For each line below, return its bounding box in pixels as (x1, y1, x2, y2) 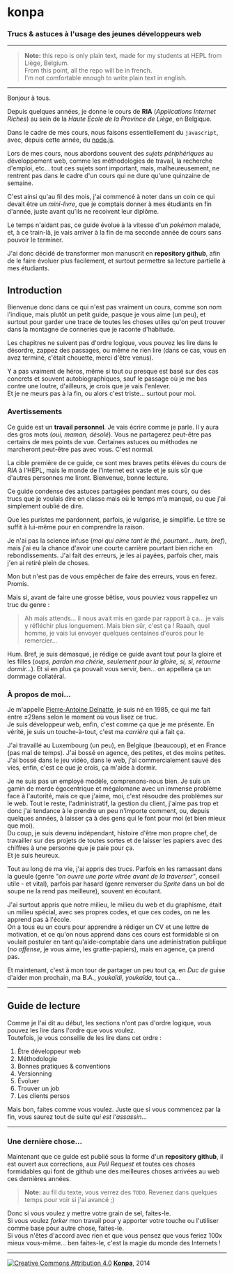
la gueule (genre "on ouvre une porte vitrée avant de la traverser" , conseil (7, 872, 220, 880)
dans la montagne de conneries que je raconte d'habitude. (7, 325, 175, 334)
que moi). (7, 821, 35, 830)
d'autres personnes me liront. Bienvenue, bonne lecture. (7, 473, 169, 482)
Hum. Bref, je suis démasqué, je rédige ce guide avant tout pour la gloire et (7, 650, 222, 658)
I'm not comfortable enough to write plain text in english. (24, 74, 187, 82)
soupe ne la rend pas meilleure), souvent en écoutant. (7, 886, 162, 895)
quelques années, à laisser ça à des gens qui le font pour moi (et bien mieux (7, 814, 226, 822)
